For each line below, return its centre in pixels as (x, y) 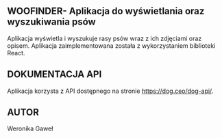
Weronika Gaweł (30, 128)
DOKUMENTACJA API (54, 74)
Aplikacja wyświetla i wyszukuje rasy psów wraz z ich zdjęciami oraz (104, 38)
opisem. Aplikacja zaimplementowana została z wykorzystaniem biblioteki (111, 45)
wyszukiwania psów (51, 22)
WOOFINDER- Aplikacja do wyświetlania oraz (106, 11)
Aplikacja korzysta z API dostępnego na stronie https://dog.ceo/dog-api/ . (110, 91)
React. (16, 53)
